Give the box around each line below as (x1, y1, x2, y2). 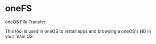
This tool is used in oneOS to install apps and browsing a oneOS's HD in (5, 28, 152, 34)
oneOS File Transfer (5, 19, 46, 25)
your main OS (5, 33, 33, 39)
